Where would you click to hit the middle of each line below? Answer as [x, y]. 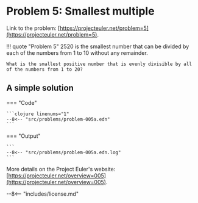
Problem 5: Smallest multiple [80, 11]
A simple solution [40, 88]
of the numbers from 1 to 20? [45, 69]
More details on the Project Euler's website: [61, 169]
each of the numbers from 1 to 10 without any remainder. [77, 52]
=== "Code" [22, 102]
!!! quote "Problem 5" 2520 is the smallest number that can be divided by [98, 46]
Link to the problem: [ [33, 28]
